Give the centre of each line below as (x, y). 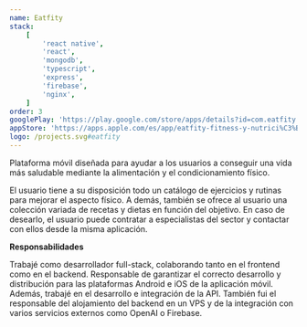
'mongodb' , (63, 60)
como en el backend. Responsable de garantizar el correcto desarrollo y (145, 274)
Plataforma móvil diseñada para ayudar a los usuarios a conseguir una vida (151, 163)
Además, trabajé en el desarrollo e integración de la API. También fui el (143, 293)
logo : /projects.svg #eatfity (65, 137)
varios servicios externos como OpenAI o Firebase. (106, 312)
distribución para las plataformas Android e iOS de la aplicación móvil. (142, 283)
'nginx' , (59, 94)
